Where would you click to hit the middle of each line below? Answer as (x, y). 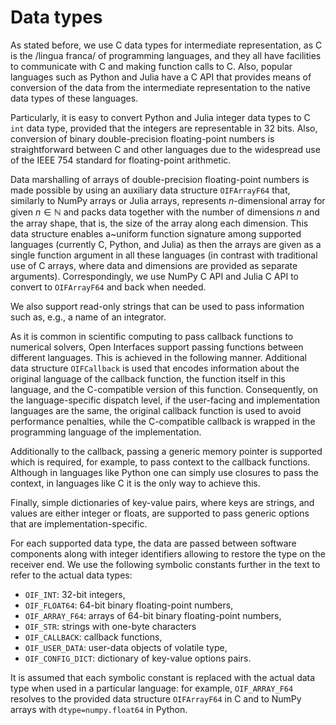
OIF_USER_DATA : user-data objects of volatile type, (126, 647)
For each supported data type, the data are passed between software (153, 543)
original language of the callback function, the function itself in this (148, 378)
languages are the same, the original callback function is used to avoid (156, 410)
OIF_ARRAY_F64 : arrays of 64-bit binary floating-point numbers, (153, 615)
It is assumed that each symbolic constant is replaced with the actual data (163, 677)
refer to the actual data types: (71, 575)
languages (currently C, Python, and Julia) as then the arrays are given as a (166, 244)
